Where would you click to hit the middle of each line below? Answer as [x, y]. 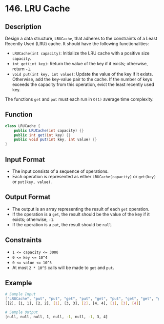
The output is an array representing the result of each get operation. [81, 209]
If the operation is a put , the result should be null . [62, 224]
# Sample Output [21, 312]
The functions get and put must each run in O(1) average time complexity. [79, 99]
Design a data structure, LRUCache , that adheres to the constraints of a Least [81, 38]
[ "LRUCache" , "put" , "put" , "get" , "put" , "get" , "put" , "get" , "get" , [79, 299]
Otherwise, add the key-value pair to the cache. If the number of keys [82, 79]
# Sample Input [20, 294]
